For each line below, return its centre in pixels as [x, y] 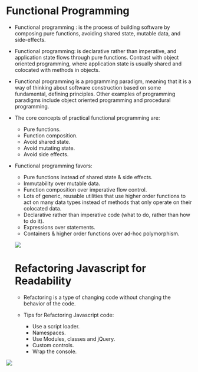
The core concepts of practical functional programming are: [87, 118]
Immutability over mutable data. [62, 183]
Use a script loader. [56, 326]
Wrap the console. [55, 351]
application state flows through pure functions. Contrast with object [97, 57]
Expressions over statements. [59, 227]
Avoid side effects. [46, 154]
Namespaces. [49, 333]
